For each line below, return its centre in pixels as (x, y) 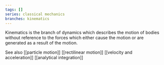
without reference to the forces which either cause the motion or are (74, 38)
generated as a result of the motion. (41, 43)
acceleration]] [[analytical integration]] (44, 58)
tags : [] (14, 10)
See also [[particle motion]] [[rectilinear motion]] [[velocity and (69, 52)
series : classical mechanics (35, 14)
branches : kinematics (27, 19)
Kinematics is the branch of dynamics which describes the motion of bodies (82, 33)
